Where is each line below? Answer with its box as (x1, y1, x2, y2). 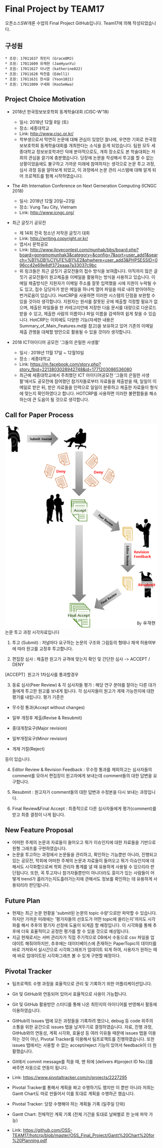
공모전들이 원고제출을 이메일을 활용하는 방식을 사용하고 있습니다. (28, 274, 150, 280)
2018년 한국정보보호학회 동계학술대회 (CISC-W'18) (12, 109, 109, 115)
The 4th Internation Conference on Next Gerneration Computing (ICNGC (12, 183, 157, 189)
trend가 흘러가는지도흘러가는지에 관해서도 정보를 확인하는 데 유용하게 (21, 876, 153, 882)
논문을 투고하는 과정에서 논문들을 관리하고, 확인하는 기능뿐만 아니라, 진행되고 (12, 852, 158, 858)
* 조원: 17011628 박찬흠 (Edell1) (5, 72, 70, 77)
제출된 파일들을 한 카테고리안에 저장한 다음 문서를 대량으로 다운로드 (30, 305, 157, 310)
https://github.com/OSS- (23, 1127, 73, 1133)
